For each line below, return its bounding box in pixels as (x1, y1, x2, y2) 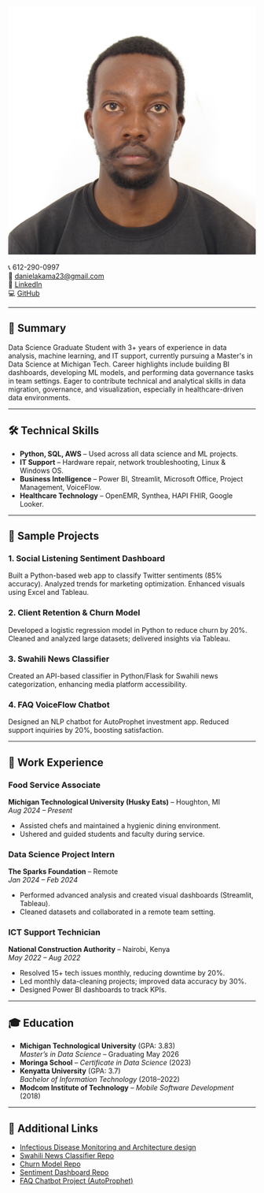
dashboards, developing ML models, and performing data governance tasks (8, 367, 254, 377)
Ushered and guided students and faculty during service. (19, 829, 205, 838)
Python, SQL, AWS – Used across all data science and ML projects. (19, 448, 238, 459)
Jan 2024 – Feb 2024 (8, 875, 79, 885)
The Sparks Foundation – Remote (8, 867, 119, 876)
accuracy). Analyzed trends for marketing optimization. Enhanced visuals (8, 579, 245, 589)
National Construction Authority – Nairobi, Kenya (8, 945, 170, 954)
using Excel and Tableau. (8, 588, 90, 597)
